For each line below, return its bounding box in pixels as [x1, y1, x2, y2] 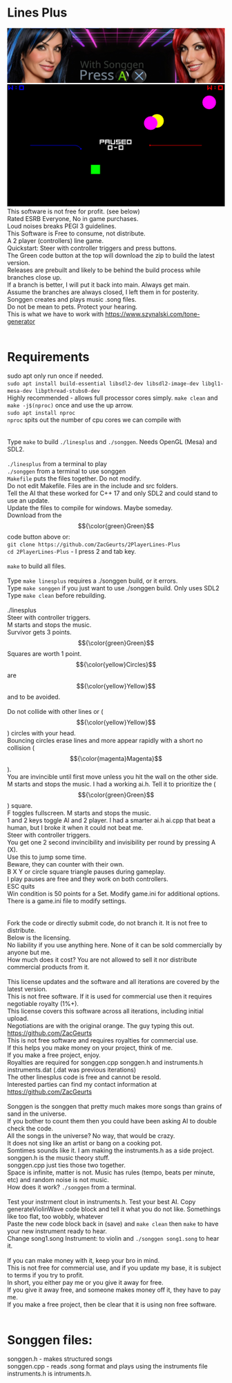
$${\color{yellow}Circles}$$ [75, 661, 157, 669]
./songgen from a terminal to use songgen [7, 467, 126, 476]
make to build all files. [7, 562, 66, 570]
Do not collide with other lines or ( [7, 708, 104, 716]
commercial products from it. [7, 963, 90, 971]
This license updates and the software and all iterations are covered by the [7, 978, 220, 986]
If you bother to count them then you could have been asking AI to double [7, 1117, 217, 1125]
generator [7, 318, 36, 326]
